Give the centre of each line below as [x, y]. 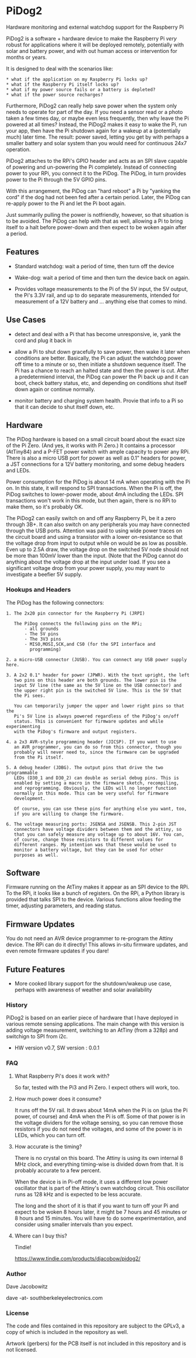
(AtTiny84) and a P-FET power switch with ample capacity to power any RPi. [98, 452]
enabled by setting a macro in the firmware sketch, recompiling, [97, 783]
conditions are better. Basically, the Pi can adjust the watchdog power [99, 358]
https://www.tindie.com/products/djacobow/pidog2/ [78, 1258]
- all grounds [42, 629]
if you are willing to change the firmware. [69, 814]
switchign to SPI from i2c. [37, 1037]
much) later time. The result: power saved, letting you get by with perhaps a [97, 137]
